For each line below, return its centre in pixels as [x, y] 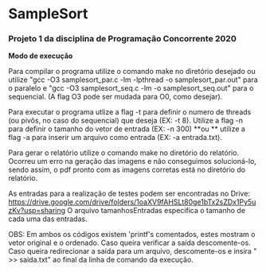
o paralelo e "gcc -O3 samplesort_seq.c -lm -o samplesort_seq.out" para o [131, 88]
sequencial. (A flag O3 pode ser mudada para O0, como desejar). [115, 97]
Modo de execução [41, 56]
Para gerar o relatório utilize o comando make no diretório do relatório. [124, 153]
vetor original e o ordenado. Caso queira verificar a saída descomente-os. [129, 243]
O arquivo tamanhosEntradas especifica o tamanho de [156, 211]
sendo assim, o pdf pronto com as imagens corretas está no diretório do [127, 170]
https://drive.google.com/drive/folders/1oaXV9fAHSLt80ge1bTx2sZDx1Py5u [132, 202]
